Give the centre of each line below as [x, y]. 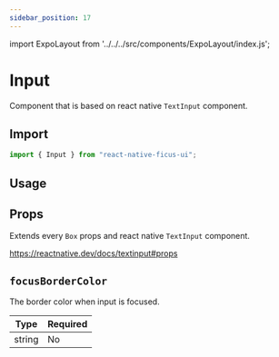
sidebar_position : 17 [50, 18]
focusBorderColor [58, 281]
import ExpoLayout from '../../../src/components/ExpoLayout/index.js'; [140, 44]
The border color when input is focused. [85, 302]
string [26, 340]
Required [68, 324]
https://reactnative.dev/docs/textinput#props [94, 253]
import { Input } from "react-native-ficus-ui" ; [103, 155]
